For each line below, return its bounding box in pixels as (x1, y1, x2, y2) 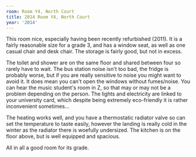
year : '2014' (6, 19, 38, 25)
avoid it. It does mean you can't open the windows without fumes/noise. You (6, 78, 191, 85)
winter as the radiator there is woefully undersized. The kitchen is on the (6, 127, 181, 134)
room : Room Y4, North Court (6, 8, 75, 15)
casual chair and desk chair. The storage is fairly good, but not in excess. (6, 48, 183, 55)
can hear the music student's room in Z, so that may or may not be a (6, 84, 171, 91)
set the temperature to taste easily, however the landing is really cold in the (6, 121, 187, 128)
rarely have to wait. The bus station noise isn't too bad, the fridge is (6, 66, 169, 73)
